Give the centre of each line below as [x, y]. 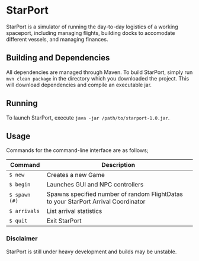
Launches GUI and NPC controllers [95, 185]
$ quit [18, 221]
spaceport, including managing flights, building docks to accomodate [91, 33]
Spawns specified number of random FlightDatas [115, 194]
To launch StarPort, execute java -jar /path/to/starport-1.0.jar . [88, 117]
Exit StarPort [64, 221]
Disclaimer [22, 239]
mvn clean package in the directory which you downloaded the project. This [98, 78]
